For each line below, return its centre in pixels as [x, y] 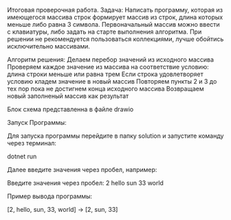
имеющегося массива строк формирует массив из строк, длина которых [115, 17]
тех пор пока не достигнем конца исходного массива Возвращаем [106, 89]
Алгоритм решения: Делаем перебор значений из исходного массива [111, 60]
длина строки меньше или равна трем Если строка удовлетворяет [106, 74]
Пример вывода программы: [50, 196]
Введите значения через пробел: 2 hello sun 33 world [85, 183]
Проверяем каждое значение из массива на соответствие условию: [108, 67]
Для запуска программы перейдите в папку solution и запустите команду [115, 136]
